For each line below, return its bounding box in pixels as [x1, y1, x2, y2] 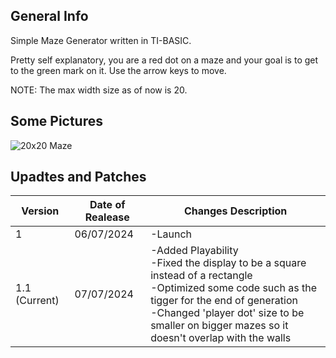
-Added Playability [150, 244, 239, 258]
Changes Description [183, 204, 288, 218]
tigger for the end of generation [150, 294, 298, 308]
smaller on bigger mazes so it [150, 319, 289, 333]
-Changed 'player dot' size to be [150, 306, 305, 320]
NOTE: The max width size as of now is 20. [10, 84, 188, 96]
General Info [10, 8, 89, 25]
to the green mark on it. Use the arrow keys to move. [10, 64, 227, 76]
